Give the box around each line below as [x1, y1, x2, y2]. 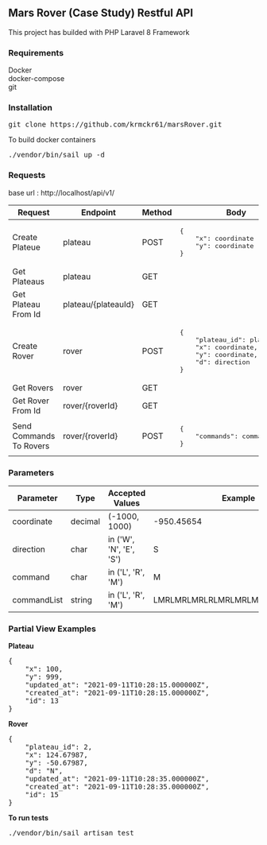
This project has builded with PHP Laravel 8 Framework [8, 27, 190, 37]
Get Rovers [12, 382, 54, 393]
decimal [70, 516, 101, 527]
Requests [8, 170, 46, 181]
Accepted [107, 488, 145, 498]
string [70, 595, 93, 605]
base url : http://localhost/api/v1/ [8, 188, 115, 197]
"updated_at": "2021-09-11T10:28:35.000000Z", [25, 774, 210, 784]
